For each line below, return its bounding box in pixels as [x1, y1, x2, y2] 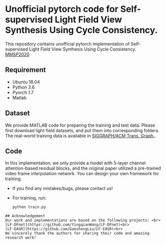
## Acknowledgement [5, 214, 46, 219]
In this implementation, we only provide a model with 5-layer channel [5, 160, 146, 166]
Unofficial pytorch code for [5, 3, 119, 15]
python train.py [12, 204, 46, 210]
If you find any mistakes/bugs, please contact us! [12, 186, 113, 192]
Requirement [5, 66, 46, 74]
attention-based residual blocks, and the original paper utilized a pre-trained [5, 165, 161, 171]
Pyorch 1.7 [12, 89, 34, 95]
